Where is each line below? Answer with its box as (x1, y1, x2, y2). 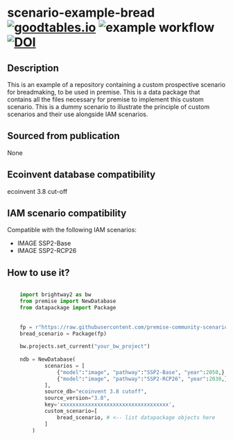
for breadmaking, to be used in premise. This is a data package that (7, 88, 200, 96)
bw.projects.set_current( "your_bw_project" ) (19, 343, 150, 350)
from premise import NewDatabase (19, 298, 116, 305)
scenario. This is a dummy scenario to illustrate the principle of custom (7, 103, 210, 111)
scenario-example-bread (7, 5, 155, 21)
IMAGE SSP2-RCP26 (17, 247, 77, 255)
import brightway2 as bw (19, 291, 92, 298)
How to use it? (7, 266, 70, 279)
